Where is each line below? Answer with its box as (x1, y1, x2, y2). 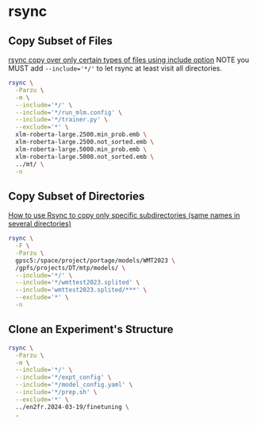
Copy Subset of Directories (8, 189, 145, 203)
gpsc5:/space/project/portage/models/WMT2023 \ (15, 257, 176, 265)
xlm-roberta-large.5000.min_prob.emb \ (15, 145, 148, 153)
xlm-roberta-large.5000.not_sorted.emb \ (15, 153, 155, 160)
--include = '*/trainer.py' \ (15, 116, 109, 124)
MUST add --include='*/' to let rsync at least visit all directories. (8, 64, 223, 73)
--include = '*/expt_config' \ (15, 373, 112, 381)
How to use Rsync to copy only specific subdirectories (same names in (8, 211, 240, 220)
